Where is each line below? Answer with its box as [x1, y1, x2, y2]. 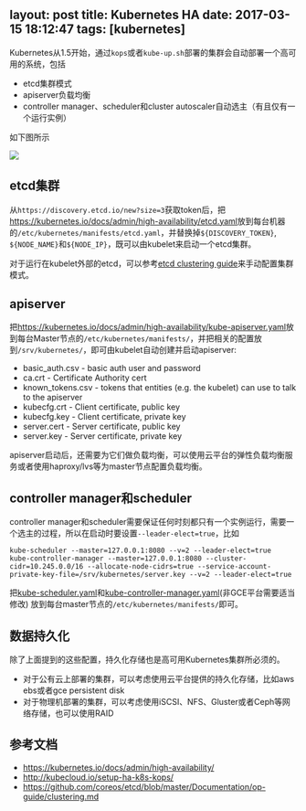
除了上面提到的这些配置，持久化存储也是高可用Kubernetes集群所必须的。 [9, 654, 285, 666]
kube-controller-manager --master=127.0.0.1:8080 [9, 554, 203, 563]
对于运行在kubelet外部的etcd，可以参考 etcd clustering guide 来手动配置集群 [9, 258, 294, 269]
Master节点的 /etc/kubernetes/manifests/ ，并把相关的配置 [33, 333, 254, 344]
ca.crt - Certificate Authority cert [22, 372, 148, 383]
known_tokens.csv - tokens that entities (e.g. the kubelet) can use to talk [22, 382, 297, 393]
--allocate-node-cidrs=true [87, 562, 195, 571]
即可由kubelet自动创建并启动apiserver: [90, 345, 237, 356]
